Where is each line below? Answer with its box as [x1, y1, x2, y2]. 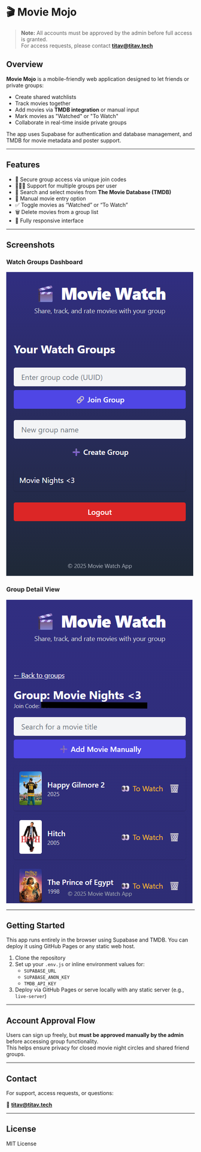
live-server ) [14, 993, 47, 1000]
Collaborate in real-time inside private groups [14, 119, 127, 126]
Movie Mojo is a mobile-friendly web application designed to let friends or [6, 75, 190, 82]
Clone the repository [14, 954, 66, 961]
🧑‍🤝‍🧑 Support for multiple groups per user [14, 182, 117, 189]
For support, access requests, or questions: [6, 1089, 114, 1096]
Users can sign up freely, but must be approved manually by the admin [6, 1032, 184, 1039]
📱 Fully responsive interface [14, 217, 84, 224]
